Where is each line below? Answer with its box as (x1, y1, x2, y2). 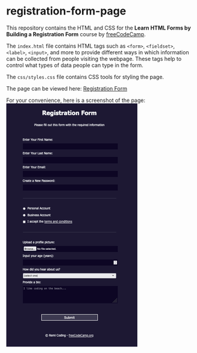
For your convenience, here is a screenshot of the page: (6, 97, 146, 104)
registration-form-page (6, 4, 127, 18)
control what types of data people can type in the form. (6, 62, 143, 69)
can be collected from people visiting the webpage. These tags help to (6, 55, 182, 62)
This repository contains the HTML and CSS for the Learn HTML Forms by (6, 24, 191, 31)
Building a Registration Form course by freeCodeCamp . (6, 30, 146, 37)
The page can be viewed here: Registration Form (6, 84, 128, 92)
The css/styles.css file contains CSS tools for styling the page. (6, 73, 164, 80)
